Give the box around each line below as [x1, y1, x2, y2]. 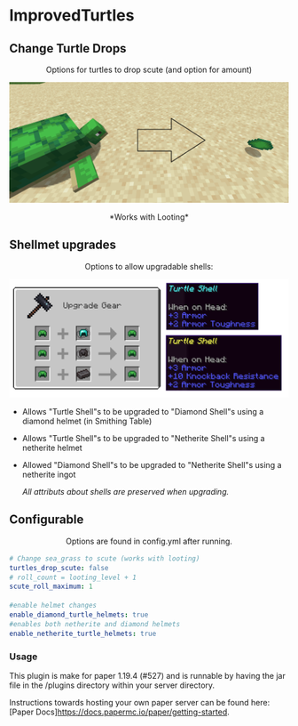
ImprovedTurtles [9, 5, 135, 26]
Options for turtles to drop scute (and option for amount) [45, 64, 253, 75]
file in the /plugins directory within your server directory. [9, 680, 216, 690]
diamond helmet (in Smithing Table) [21, 415, 153, 426]
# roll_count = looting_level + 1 [9, 573, 137, 582]
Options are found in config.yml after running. [65, 536, 233, 546]
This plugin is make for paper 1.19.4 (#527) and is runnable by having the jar [9, 670, 286, 681]
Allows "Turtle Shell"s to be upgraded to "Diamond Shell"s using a [21, 406, 264, 416]
